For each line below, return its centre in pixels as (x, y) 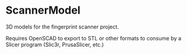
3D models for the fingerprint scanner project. (62, 27)
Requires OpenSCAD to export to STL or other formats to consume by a (93, 38)
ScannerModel (43, 10)
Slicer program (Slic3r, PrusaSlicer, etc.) (55, 45)
